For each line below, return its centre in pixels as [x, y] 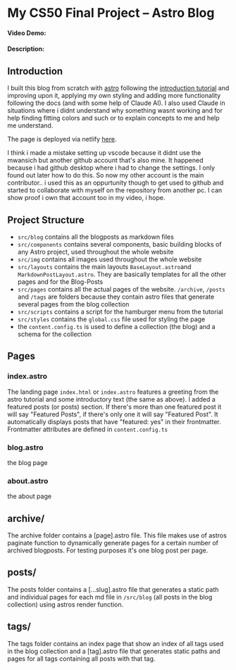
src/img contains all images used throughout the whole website [110, 259]
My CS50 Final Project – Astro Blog [111, 13]
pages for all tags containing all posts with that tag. [81, 658]
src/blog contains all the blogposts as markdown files [95, 237]
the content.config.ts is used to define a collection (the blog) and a [117, 327]
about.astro [28, 480]
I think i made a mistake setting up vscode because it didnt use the [104, 153]
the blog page [27, 462]
